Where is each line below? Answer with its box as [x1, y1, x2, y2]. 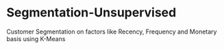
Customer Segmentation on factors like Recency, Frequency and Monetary [6, 27, 217, 36]
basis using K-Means [6, 34, 66, 42]
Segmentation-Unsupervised [6, 5, 177, 21]
